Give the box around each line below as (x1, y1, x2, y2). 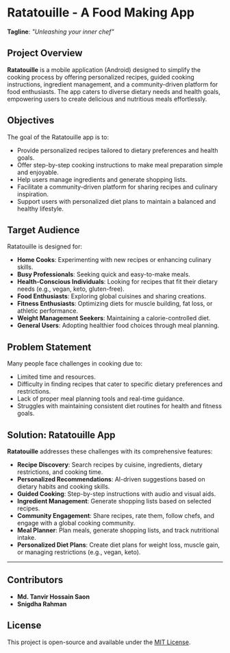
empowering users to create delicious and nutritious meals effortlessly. (7, 95, 207, 103)
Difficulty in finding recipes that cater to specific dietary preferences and (16, 380, 223, 388)
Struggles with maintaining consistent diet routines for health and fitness (16, 402, 222, 410)
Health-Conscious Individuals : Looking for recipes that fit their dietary (16, 278, 218, 286)
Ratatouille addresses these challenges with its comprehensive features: (7, 447, 213, 455)
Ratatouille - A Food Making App (7, 5, 195, 21)
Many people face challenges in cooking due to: (7, 359, 142, 368)
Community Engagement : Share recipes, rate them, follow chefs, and (16, 512, 214, 519)
